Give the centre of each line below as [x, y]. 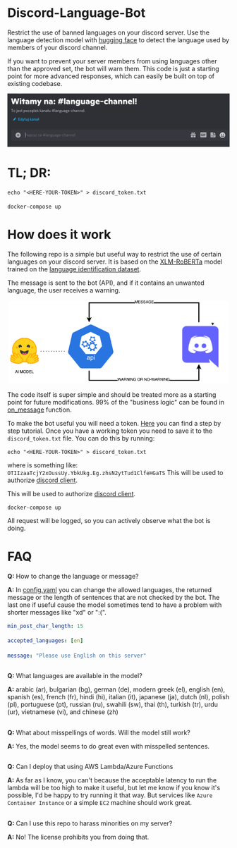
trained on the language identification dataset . [74, 269]
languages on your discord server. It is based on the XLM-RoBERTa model [115, 262]
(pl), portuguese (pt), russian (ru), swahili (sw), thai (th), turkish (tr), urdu [113, 705]
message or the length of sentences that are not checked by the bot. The [114, 597]
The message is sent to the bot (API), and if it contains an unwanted [106, 283]
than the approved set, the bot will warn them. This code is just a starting [114, 68]
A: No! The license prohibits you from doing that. [78, 837]
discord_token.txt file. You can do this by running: [81, 438]
